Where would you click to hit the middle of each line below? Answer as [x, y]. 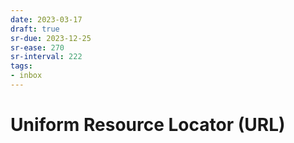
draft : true [35, 29]
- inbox [26, 76]
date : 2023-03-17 [46, 19]
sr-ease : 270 [37, 47]
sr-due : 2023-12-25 [51, 38]
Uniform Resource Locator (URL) [148, 125]
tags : [21, 66]
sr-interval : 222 [46, 57]
